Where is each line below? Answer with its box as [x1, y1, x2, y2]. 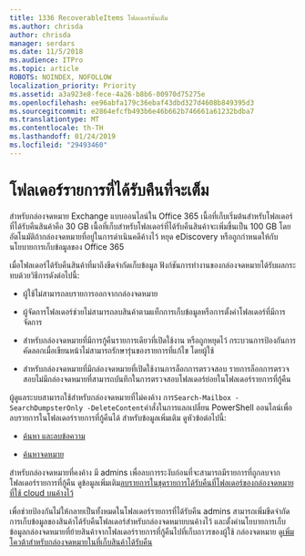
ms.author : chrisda [9, 22, 84, 31]
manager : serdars [9, 38, 76, 48]
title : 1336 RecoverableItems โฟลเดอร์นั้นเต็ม [9, 13, 168, 23]
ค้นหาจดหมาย [22, 448, 65, 459]
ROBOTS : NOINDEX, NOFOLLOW [9, 73, 112, 82]
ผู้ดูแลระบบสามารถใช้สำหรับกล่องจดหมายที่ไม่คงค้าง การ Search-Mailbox [9, 391, 232, 402]
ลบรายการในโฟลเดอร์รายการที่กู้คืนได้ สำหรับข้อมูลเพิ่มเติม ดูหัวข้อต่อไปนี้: [9, 412, 227, 423]
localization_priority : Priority [9, 81, 137, 90]
